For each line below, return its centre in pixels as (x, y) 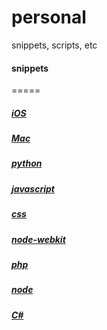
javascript (33, 188)
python (27, 163)
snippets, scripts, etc (54, 45)
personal (49, 17)
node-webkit (38, 239)
